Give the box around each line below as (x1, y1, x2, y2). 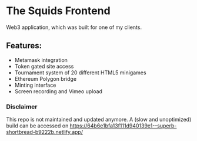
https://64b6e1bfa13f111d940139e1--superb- (69, 122, 177, 129)
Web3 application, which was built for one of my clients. (6, 24, 142, 31)
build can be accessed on (6, 122, 69, 129)
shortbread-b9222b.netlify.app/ (6, 129, 84, 136)
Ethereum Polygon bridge (14, 75, 77, 82)
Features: (6, 41, 42, 51)
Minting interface (14, 81, 56, 88)
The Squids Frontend (6, 4, 111, 18)
